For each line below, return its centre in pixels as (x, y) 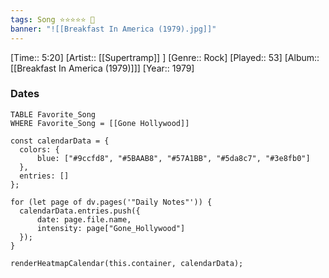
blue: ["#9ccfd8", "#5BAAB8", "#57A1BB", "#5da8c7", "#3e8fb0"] (173, 158)
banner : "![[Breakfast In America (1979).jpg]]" (113, 29)
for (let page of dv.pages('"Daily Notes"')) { (111, 202)
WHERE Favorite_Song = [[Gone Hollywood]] (100, 123)
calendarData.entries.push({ (80, 211)
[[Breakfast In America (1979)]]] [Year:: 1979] (102, 68)
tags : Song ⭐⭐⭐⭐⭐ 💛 (52, 19)
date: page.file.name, (84, 219)
